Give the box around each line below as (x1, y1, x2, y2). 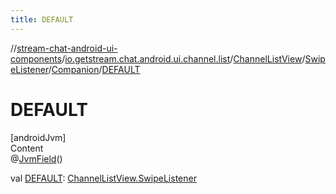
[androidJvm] (10, 131, 67, 143)
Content (10, 142, 44, 154)
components (10, 52, 63, 65)
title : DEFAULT (10, 14, 74, 25)
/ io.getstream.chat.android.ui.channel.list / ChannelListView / (61, 52, 306, 65)
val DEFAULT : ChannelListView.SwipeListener (10, 172, 197, 184)
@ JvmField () (10, 152, 63, 165)
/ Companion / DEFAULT (48, 63, 141, 75)
